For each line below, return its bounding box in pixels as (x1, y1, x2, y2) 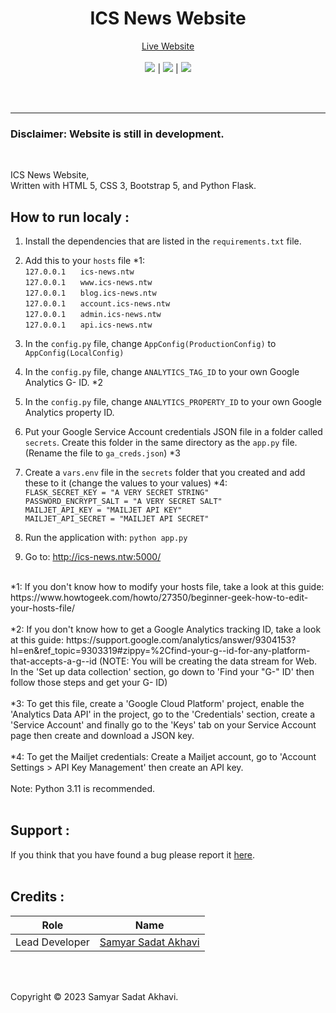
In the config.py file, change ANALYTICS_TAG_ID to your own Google (24, 366, 300, 378)
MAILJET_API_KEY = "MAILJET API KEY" (24, 505, 183, 516)
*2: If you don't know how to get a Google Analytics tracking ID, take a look (10, 623, 322, 636)
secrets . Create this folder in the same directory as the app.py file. (24, 437, 298, 449)
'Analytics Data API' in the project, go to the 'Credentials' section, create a (10, 708, 316, 721)
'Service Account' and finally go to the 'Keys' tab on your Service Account (10, 719, 317, 731)
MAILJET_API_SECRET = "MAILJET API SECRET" (24, 514, 210, 524)
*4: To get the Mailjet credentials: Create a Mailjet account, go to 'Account (10, 751, 317, 763)
